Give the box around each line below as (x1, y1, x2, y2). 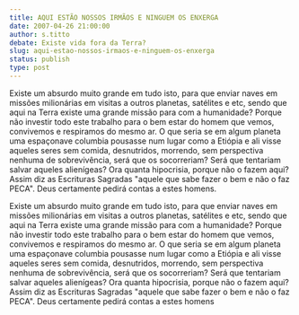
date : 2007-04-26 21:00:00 (9, 22, 110, 31)
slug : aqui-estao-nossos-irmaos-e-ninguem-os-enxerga (9, 47, 215, 56)
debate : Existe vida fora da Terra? (9, 38, 146, 48)
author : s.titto (9, 30, 70, 39)
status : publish (9, 55, 70, 64)
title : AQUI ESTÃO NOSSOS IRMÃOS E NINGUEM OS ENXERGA (9, 13, 219, 22)
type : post (9, 64, 50, 73)
